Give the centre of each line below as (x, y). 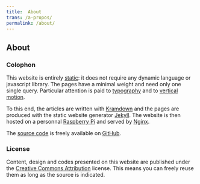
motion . (16, 97)
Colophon (21, 65)
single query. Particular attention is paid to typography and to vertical (92, 90)
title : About (24, 12)
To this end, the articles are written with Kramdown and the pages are (93, 109)
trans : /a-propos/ (29, 17)
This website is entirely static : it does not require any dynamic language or (98, 78)
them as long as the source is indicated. (56, 175)
